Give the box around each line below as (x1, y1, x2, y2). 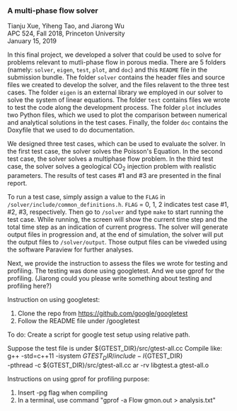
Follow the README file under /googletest (17, 317, 140, 325)
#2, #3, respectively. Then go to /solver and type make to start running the (7, 208, 224, 216)
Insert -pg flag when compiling (17, 388, 108, 397)
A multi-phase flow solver (7, 6, 98, 16)
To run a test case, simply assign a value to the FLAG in (7, 193, 166, 201)
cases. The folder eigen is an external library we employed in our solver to (7, 88, 224, 97)
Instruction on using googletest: (7, 295, 100, 304)
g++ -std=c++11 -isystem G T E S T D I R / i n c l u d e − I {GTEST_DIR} (7, 351, 183, 361)
